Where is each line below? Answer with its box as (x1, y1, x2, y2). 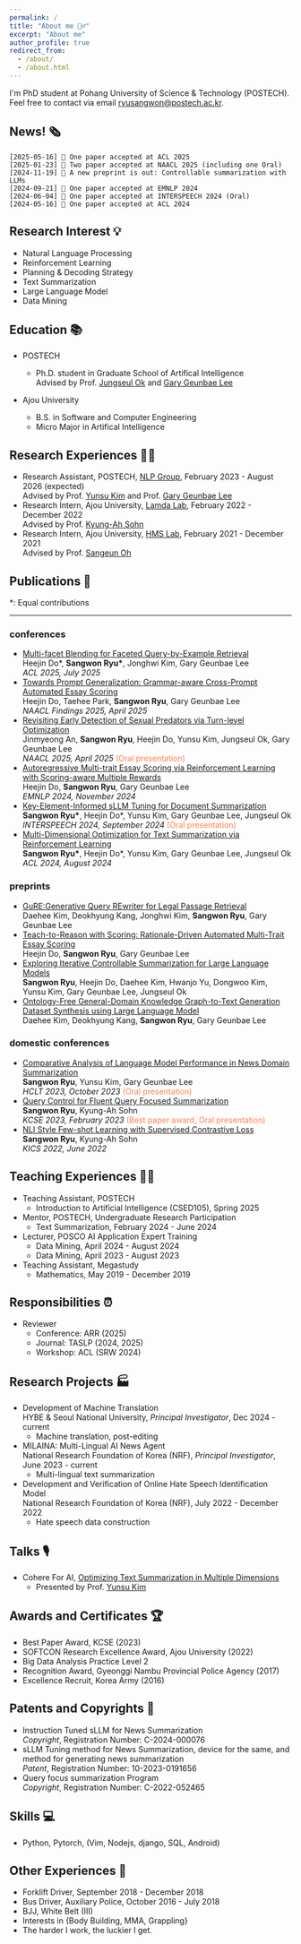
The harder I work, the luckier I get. (21, 1925, 152, 1936)
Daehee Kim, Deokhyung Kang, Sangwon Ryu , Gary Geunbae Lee (21, 1014, 267, 1026)
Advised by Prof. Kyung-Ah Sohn (21, 519, 144, 529)
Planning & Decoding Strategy (21, 266, 133, 278)
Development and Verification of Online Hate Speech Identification (21, 1479, 269, 1490)
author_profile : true (9, 38, 90, 47)
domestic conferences (9, 1037, 110, 1049)
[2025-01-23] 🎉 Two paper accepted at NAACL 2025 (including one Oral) (9, 160, 282, 169)
